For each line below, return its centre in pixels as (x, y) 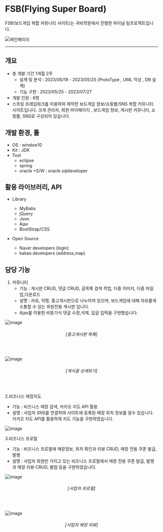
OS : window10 (27, 145)
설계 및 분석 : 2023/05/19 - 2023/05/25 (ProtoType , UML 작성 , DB (85, 79)
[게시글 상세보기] (81, 371)
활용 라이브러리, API (33, 187)
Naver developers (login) (44, 248)
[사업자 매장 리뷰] (81, 525)
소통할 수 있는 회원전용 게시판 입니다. (54, 307)
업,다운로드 (30, 295)
